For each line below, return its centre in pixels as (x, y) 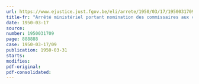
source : (16, 28)
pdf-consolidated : (29, 72)
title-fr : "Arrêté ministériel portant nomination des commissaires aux (98, 17)
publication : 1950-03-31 (37, 50)
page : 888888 (22, 39)
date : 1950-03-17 (28, 22)
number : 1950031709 (30, 34)
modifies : (18, 61)
